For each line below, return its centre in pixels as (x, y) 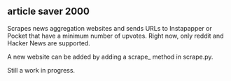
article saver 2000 (48, 12)
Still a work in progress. (41, 70)
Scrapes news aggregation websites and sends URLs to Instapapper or (110, 28)
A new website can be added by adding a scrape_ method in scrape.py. (110, 57)
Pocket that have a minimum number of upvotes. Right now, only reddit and (115, 36)
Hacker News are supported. (49, 43)
